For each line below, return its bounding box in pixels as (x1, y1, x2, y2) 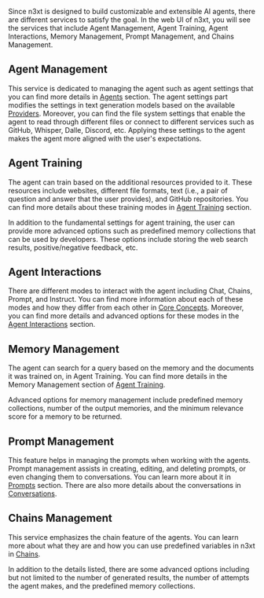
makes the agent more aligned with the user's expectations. (8, 134, 202, 143)
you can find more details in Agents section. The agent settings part (8, 92, 228, 101)
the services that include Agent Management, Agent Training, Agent (8, 24, 229, 32)
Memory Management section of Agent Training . (8, 380, 166, 390)
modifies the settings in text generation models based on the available (8, 100, 236, 109)
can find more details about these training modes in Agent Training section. (8, 202, 252, 211)
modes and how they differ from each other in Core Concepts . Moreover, (8, 303, 244, 313)
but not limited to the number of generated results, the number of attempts (8, 573, 250, 582)
